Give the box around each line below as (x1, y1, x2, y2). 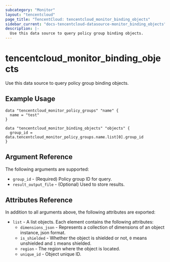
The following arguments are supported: (5, 166, 90, 172)
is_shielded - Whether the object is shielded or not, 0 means (20, 235, 147, 241)
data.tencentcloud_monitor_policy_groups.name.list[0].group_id (5, 134, 144, 139)
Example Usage (5, 94, 56, 103)
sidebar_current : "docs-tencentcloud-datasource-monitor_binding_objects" (5, 21, 166, 27)
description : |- (5, 26, 39, 31)
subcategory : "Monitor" (5, 7, 56, 13)
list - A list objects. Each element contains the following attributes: (12, 219, 154, 225)
